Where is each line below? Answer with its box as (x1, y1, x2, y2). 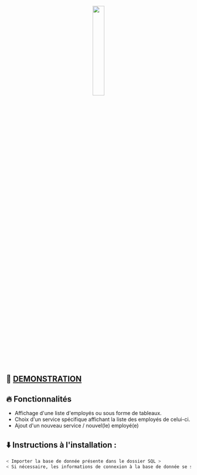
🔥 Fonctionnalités (6, 394, 72, 404)
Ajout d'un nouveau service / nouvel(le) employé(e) (14, 422, 139, 429)
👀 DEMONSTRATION (6, 374, 82, 384)
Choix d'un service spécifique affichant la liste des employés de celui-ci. (14, 416, 191, 423)
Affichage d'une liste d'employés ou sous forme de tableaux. (14, 410, 162, 417)
